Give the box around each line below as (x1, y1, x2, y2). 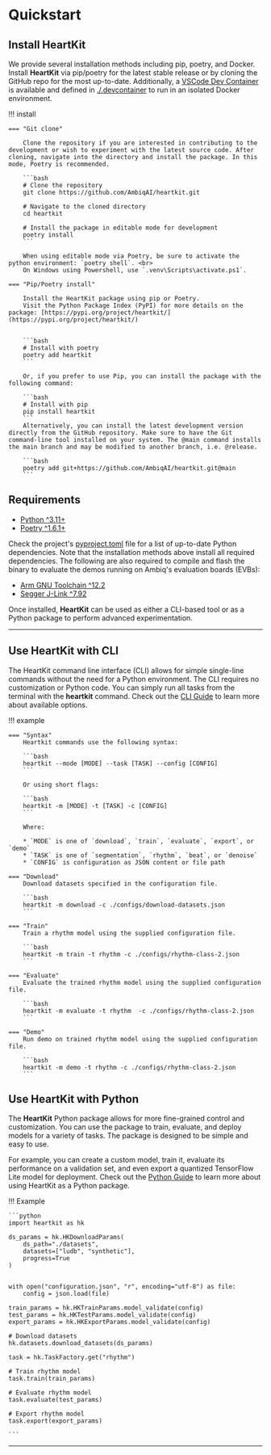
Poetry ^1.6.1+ (19, 523, 66, 532)
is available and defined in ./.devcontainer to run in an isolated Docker (8, 85, 240, 95)
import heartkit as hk (8, 1219, 85, 1227)
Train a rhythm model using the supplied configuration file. (23, 929, 236, 937)
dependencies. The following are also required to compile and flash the (8, 556, 245, 566)
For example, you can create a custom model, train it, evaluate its (8, 1155, 225, 1165)
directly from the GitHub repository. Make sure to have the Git (8, 429, 232, 437)
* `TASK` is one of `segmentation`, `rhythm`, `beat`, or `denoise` (23, 851, 258, 860)
